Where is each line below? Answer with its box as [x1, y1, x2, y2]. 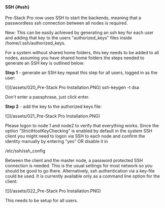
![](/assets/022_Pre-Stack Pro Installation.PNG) [5, 188, 101, 194]
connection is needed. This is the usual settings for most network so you [5, 163, 153, 169]
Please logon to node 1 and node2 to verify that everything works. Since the [5, 123, 159, 129]
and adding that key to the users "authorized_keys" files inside [5, 35, 132, 41]
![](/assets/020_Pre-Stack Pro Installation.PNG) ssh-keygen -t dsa [5, 84, 139, 91]
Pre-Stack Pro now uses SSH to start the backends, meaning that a [5, 15, 141, 21]
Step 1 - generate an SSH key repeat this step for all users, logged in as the [5, 69, 158, 76]
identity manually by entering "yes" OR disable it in [5, 139, 108, 144]
